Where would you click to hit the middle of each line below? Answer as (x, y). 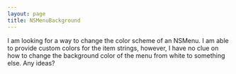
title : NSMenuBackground (44, 20)
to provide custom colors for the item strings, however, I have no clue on (113, 48)
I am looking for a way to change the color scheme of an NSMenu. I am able (118, 40)
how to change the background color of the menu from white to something (116, 55)
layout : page (27, 14)
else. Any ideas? (31, 63)
